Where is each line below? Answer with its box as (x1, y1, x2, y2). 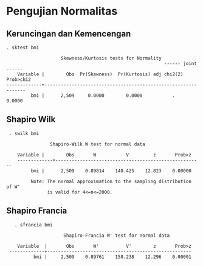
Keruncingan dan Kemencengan (6, 29, 131, 39)
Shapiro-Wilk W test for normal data (49, 141, 146, 147)
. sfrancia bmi (14, 222, 53, 228)
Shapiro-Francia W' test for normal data (63, 233, 170, 239)
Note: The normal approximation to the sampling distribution (30, 178, 191, 184)
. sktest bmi (6, 44, 40, 51)
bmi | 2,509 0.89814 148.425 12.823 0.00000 (30, 167, 191, 174)
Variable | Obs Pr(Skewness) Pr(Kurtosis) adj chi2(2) (17, 71, 184, 77)
